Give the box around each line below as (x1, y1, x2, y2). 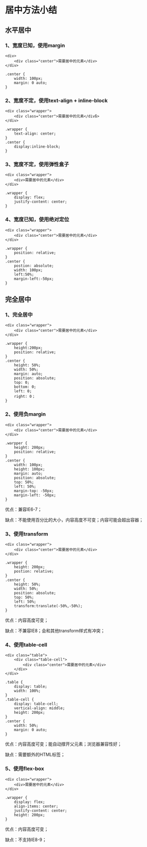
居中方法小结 (5, 4, 58, 16)
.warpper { (5, 440, 28, 446)
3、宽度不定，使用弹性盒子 (5, 161, 69, 168)
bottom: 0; (14, 384, 37, 389)
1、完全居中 (5, 312, 33, 318)
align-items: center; (14, 803, 58, 809)
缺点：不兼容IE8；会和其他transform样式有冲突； (5, 628, 105, 634)
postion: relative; (14, 569, 54, 574)
